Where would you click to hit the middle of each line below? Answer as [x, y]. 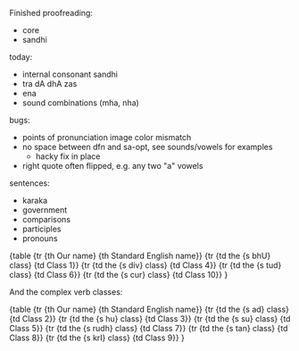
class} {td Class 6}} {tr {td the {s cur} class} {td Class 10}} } [119, 275]
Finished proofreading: [51, 13]
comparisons [46, 219]
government [45, 210]
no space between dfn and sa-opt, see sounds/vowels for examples [147, 147]
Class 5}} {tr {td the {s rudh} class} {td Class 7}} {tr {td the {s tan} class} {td [149, 328]
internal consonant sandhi [70, 74]
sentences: [30, 183]
